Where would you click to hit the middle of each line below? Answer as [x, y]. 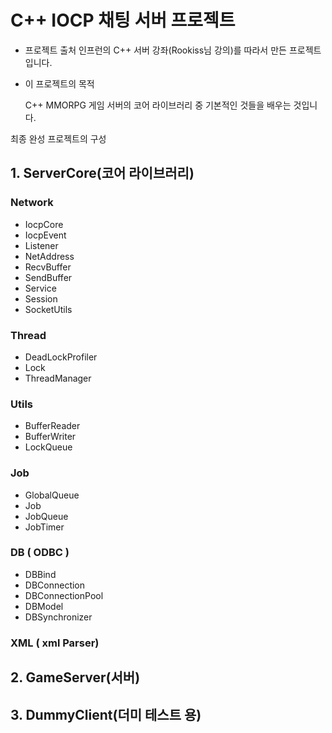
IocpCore [44, 224]
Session [41, 298]
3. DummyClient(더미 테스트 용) [106, 714]
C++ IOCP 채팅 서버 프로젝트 [123, 20]
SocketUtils [48, 309]
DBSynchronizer [58, 617]
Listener [41, 245]
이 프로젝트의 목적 [59, 83]
